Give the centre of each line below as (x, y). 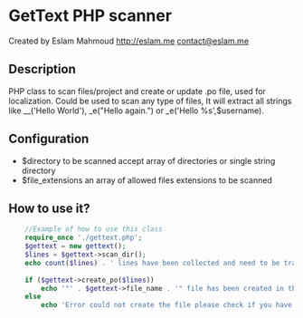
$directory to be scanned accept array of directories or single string (148, 160)
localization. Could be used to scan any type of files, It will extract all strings (150, 101)
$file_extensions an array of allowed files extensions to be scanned (147, 180)
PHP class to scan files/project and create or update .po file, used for (137, 91)
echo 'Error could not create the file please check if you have (167, 305)
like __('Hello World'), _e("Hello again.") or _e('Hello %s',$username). (136, 111)
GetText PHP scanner (90, 16)
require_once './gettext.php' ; (84, 238)
